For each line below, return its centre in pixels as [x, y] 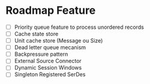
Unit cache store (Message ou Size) [58, 41]
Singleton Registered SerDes [50, 74]
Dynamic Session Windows [48, 68]
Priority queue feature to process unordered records [79, 27]
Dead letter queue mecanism [50, 47]
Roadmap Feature [51, 10]
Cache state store [36, 34]
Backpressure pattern [41, 54]
